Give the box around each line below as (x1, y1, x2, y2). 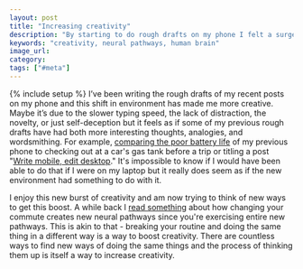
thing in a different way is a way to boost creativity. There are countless (9, 230, 275, 241)
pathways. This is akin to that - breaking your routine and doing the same (9, 220, 281, 231)
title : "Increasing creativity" (9, 22, 131, 31)
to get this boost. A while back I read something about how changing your (9, 201, 284, 212)
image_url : (9, 47, 50, 56)
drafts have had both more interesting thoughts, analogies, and (9, 126, 243, 137)
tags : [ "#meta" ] (9, 64, 70, 73)
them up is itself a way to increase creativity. (9, 249, 176, 260)
